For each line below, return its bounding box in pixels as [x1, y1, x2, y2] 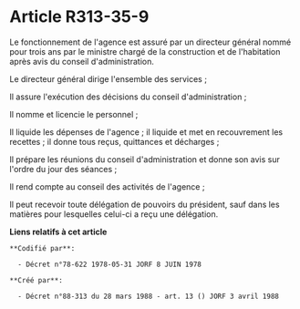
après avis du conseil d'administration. [9, 56, 155, 67]
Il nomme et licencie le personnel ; [9, 108, 139, 119]
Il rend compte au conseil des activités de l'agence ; [9, 180, 205, 192]
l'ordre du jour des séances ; [9, 163, 118, 174]
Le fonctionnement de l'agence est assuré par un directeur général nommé [9, 36, 292, 47]
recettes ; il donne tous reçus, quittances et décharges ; [9, 136, 220, 147]
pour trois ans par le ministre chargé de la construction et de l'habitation [9, 46, 281, 57]
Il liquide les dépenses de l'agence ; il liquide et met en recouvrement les [9, 126, 284, 138]
